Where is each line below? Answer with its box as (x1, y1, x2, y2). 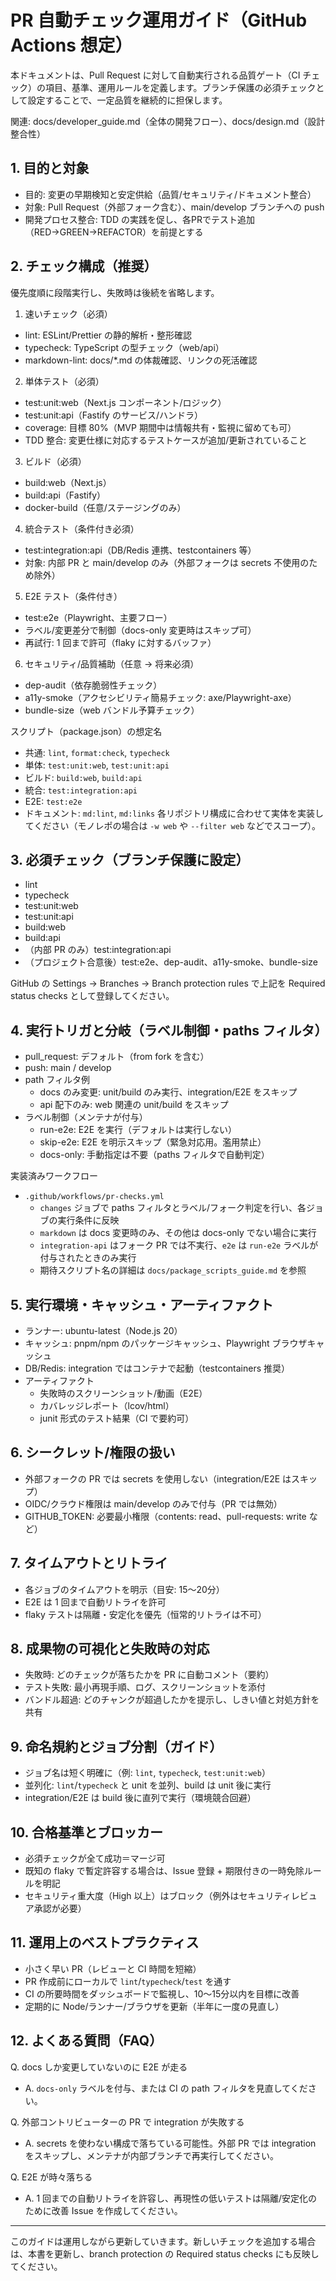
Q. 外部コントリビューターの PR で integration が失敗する (10, 2116, 245, 2128)
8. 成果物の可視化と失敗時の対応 (10, 1641, 210, 1658)
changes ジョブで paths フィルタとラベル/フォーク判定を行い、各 (39, 1202, 307, 1214)
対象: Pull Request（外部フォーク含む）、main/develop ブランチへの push (24, 201, 325, 213)
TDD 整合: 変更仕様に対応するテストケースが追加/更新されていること (24, 434, 308, 446)
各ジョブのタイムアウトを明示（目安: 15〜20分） (24, 1583, 225, 1595)
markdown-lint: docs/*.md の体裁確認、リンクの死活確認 (24, 354, 258, 366)
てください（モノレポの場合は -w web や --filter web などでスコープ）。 (24, 819, 321, 831)
